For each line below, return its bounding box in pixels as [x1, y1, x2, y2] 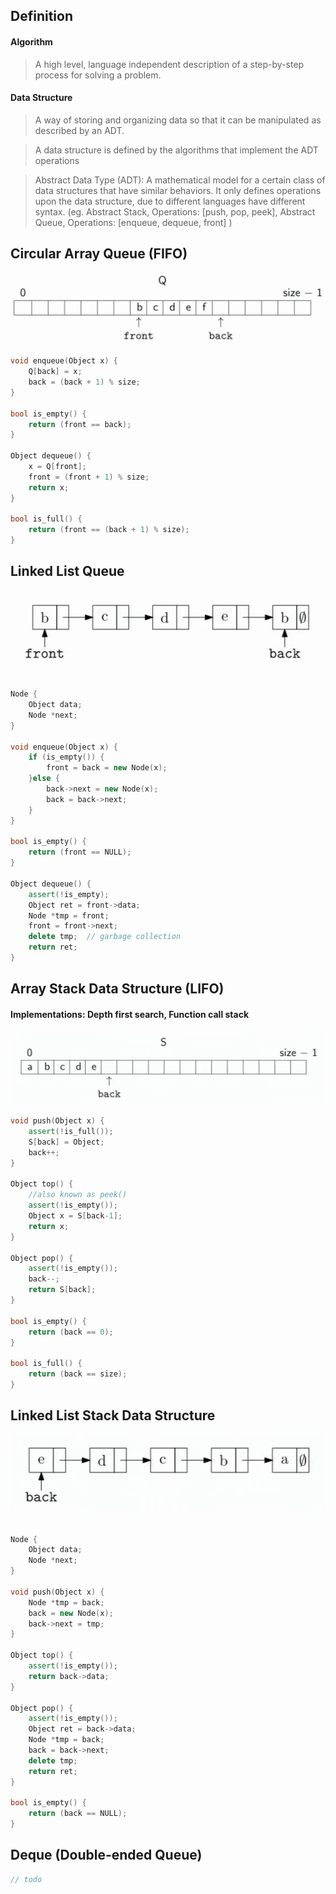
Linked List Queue [10, 563, 125, 580]
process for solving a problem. [34, 69, 162, 81]
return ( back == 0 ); [28, 1327, 114, 1337]
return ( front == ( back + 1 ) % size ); [28, 525, 190, 535]
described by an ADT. [34, 124, 125, 136]
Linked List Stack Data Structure [10, 1407, 216, 1424]
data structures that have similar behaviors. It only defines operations [34, 184, 322, 196]
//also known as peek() [28, 1190, 128, 1200]
